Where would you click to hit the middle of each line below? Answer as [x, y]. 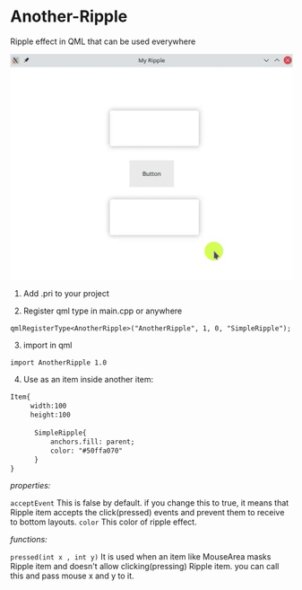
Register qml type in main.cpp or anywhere [103, 311]
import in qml [47, 345]
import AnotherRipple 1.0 [58, 362]
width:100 [48, 406]
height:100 [50, 415]
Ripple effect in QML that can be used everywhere [103, 41]
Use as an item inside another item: [88, 379]
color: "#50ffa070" [86, 451]
